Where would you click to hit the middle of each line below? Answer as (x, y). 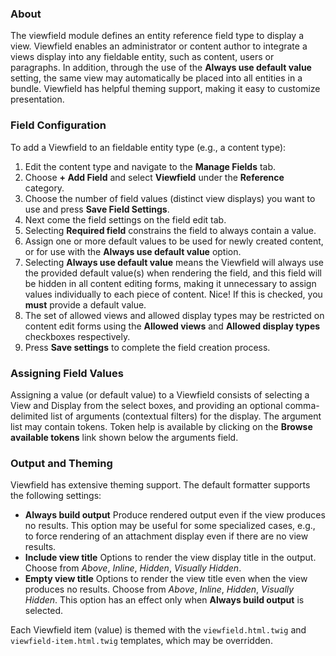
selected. (44, 611)
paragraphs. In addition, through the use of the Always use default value (161, 68)
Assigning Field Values (67, 373)
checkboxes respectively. (77, 336)
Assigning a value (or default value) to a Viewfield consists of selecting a (160, 394)
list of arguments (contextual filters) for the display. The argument (186, 416)
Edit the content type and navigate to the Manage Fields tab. (150, 166)
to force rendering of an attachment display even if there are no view (166, 536)
